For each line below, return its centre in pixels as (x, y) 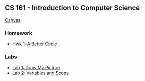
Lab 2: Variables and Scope (41, 73)
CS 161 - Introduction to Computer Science (73, 8)
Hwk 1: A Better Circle (35, 44)
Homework (19, 33)
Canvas (13, 20)
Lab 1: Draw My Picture (36, 68)
